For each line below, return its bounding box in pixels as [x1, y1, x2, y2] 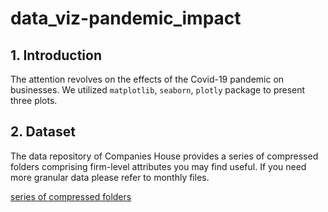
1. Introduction [10, 47, 102, 64]
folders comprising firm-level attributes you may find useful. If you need [10, 160, 307, 172]
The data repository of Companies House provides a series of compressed [10, 150, 319, 162]
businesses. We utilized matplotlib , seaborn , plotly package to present [10, 84, 306, 96]
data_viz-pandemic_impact [10, 7, 242, 30]
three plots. [10, 95, 58, 106]
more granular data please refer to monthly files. [10, 171, 210, 183]
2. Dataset [10, 123, 76, 141]
